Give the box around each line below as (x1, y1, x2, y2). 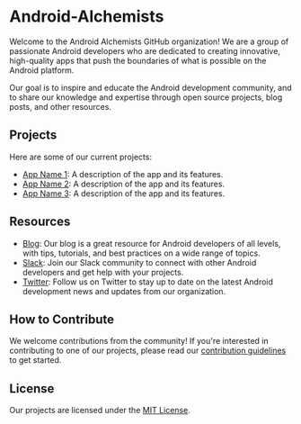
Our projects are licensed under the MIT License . (9, 405, 190, 416)
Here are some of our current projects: (9, 151, 153, 162)
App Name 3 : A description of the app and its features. (22, 187, 226, 199)
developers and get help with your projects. (22, 266, 184, 277)
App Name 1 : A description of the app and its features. (22, 168, 224, 179)
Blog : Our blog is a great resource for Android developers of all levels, (22, 238, 281, 248)
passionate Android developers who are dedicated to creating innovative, (9, 45, 281, 56)
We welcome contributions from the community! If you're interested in (9, 336, 269, 347)
